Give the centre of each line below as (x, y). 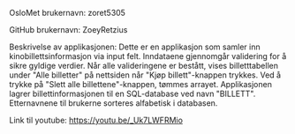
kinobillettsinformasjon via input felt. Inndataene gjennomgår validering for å (148, 56)
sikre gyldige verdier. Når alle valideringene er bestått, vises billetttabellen (144, 66)
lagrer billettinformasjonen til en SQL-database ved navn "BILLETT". (132, 93)
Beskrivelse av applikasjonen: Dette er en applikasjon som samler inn (135, 47)
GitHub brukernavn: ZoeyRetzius (68, 30)
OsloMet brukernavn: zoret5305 (68, 13)
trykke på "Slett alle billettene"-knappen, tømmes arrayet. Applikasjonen (140, 84)
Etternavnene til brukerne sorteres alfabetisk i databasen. (113, 103)
